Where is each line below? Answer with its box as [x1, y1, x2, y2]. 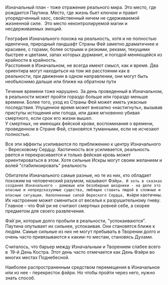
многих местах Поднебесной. [5, 255, 69, 260]
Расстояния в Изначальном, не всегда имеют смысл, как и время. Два [5, 63, 158, 68]
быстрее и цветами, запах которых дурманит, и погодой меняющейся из [5, 52, 162, 58]
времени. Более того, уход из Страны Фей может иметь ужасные [5, 99, 147, 105]
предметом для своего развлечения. [5, 208, 85, 214]
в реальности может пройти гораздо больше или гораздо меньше [5, 93, 148, 100]
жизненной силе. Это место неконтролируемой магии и [5, 20, 128, 26]
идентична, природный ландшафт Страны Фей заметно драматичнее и [5, 41, 158, 47]
